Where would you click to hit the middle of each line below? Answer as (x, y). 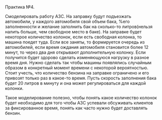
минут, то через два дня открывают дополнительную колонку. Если (75, 52)
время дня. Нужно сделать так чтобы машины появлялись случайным (78, 63)
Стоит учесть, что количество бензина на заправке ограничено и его (77, 73)
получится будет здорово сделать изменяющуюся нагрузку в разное (77, 57)
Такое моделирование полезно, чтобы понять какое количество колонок (81, 98)
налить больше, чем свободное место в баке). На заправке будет (73, 32)
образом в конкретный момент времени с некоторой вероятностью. (77, 68)
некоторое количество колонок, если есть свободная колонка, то (73, 37)
